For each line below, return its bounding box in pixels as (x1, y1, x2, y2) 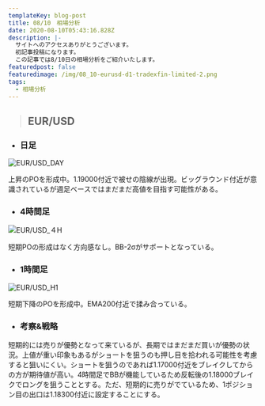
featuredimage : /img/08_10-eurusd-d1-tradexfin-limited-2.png (8, 70, 218, 78)
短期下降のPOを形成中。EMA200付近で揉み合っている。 (8, 298, 191, 309)
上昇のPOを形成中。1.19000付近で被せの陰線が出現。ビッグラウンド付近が (8, 175, 251, 184)
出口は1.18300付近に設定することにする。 (28, 389, 165, 399)
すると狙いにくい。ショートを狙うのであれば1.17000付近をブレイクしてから (8, 359, 254, 369)
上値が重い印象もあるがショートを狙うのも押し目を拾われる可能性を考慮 (21, 350, 258, 359)
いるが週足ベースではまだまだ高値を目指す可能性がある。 (35, 184, 223, 194)
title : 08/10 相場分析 (8, 19, 81, 27)
